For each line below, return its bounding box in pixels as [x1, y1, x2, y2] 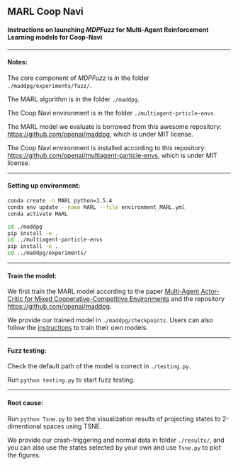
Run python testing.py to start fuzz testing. [7, 375, 135, 385]
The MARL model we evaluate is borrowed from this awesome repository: [7, 122, 222, 130]
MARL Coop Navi [7, 6, 84, 18]
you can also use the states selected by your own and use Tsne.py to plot [7, 443, 221, 452]
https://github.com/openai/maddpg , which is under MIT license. [7, 130, 193, 138]
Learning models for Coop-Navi [7, 33, 103, 41]
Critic [7, 295, 23, 303]
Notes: [7, 58, 28, 67]
